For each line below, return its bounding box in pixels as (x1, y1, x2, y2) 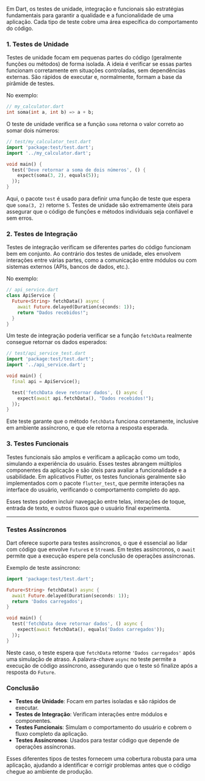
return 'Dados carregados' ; (12, 598, 84, 605)
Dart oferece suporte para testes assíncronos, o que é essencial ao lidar (6, 539, 188, 547)
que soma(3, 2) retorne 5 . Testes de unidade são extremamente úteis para (6, 201, 193, 209)
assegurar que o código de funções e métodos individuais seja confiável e (6, 208, 193, 215)
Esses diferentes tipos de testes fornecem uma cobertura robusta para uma (6, 755, 197, 762)
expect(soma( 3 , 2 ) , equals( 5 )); (17, 173, 99, 179)
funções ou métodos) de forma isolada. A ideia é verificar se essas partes (6, 61, 192, 68)
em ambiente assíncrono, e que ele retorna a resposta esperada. (6, 424, 169, 432)
